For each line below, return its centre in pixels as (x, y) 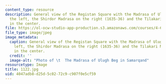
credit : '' (21, 56)
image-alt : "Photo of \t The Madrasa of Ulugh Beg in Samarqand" (79, 60)
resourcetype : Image (26, 65)
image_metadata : (22, 38)
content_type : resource (30, 10)
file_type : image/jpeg (28, 33)
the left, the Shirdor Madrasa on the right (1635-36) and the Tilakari (86, 19)
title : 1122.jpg (22, 70)
